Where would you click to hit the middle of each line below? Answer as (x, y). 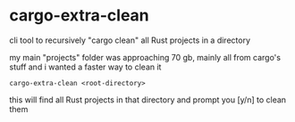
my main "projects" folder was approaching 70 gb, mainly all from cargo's (145, 57)
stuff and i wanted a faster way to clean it (85, 67)
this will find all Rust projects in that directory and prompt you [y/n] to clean (148, 100)
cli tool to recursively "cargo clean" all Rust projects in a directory (130, 40)
